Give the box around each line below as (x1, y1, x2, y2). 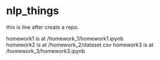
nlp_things (6, 4, 59, 18)
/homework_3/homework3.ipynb (6, 47, 85, 54)
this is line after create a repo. (6, 24, 79, 31)
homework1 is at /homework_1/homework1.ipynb (6, 35, 124, 42)
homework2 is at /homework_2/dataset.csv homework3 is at (6, 41, 154, 48)
